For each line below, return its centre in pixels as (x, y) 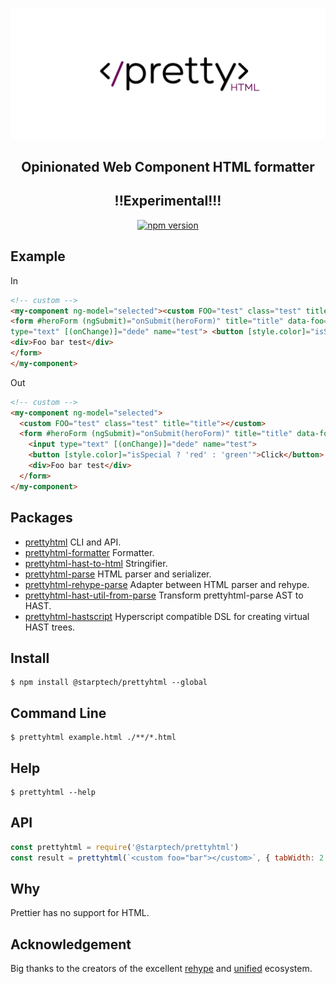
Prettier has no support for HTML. (80, 913)
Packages (41, 518)
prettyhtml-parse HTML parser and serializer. (118, 574)
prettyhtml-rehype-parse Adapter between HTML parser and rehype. (167, 584)
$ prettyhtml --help (53, 792)
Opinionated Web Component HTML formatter (168, 167)
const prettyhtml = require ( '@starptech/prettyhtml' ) (125, 847)
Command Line (58, 713)
